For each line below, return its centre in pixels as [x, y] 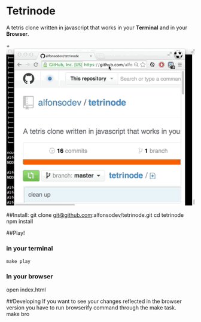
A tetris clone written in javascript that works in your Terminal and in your [97, 27]
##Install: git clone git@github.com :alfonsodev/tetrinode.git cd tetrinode [95, 215]
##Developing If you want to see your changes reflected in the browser [94, 301]
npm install [20, 221]
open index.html [26, 289]
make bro [18, 314]
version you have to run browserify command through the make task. [91, 307]
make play [19, 262]
